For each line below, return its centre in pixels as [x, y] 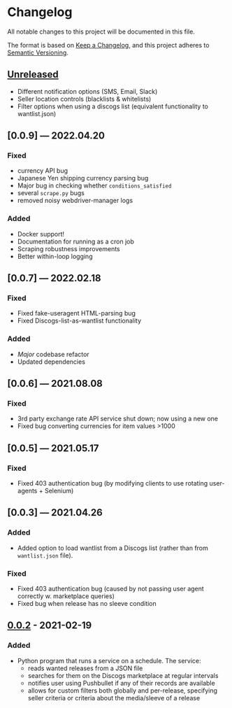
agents [27, 491]
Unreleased [33, 75]
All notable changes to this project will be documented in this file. [101, 31]
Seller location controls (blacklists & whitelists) [84, 99]
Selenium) [59, 491]
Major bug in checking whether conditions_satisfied [94, 185]
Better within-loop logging [55, 256]
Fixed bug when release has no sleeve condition [87, 604]
